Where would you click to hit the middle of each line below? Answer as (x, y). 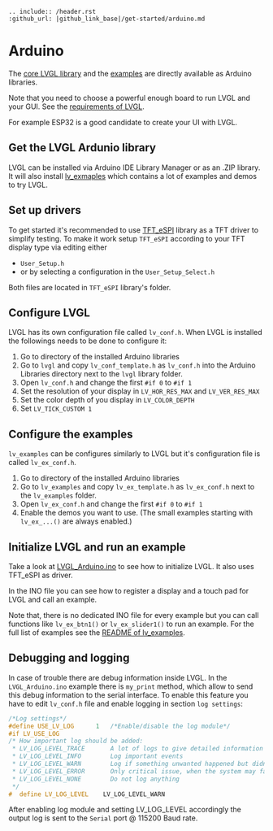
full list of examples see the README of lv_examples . (97, 633)
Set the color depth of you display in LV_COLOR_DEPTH (107, 400)
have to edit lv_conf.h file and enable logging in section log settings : (126, 703)
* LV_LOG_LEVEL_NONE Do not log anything (96, 779)
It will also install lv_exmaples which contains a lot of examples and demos (133, 176)
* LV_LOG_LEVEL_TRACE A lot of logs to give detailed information (138, 749)
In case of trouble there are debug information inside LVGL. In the (118, 677)
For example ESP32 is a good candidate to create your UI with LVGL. (123, 122)
